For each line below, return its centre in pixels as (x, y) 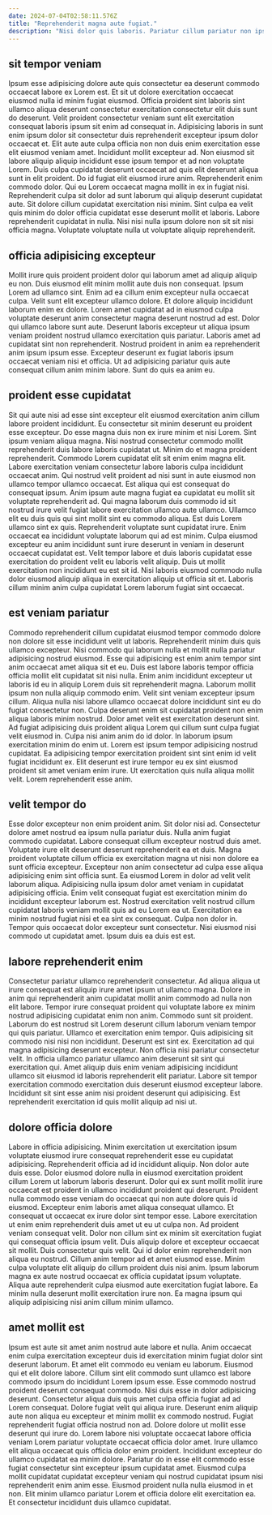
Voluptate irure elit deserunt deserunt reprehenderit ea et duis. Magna (125, 850)
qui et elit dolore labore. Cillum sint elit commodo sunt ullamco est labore (130, 1373)
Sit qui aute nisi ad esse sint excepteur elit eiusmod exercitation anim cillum (134, 415)
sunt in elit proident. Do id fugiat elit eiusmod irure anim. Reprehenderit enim (136, 179)
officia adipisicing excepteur (82, 255)
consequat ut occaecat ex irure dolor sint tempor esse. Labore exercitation (133, 1216)
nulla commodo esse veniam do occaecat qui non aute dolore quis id (123, 1199)
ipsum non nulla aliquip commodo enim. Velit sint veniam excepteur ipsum (132, 693)
